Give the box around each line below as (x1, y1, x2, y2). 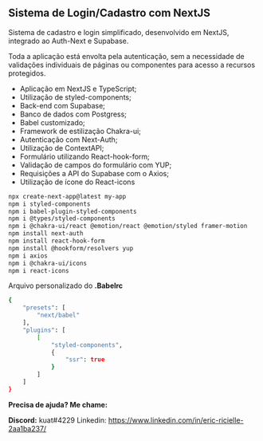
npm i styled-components (8, 199, 91, 208)
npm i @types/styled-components (8, 215, 116, 222)
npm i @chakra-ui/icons (8, 259, 88, 267)
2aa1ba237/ (8, 423, 47, 433)
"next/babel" (37, 311, 80, 320)
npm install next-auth (8, 230, 84, 238)
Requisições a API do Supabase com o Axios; (19, 168, 170, 178)
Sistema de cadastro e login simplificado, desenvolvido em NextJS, (8, 27, 230, 37)
